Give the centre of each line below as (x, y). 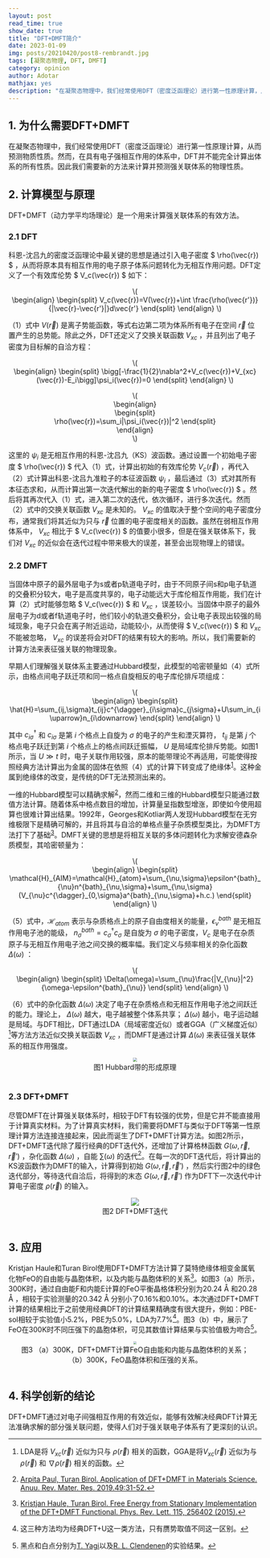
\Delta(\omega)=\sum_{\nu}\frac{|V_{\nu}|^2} (179, 978)
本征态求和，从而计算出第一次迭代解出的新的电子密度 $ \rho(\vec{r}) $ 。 (129, 489)
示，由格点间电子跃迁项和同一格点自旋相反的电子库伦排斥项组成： (117, 676)
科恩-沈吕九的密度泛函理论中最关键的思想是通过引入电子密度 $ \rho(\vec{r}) (134, 256)
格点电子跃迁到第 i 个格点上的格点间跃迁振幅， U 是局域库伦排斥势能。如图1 (133, 746)
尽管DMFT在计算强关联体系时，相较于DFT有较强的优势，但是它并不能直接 (131, 1115)
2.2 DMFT (28, 565)
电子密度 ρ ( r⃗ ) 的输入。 (54, 1186)
